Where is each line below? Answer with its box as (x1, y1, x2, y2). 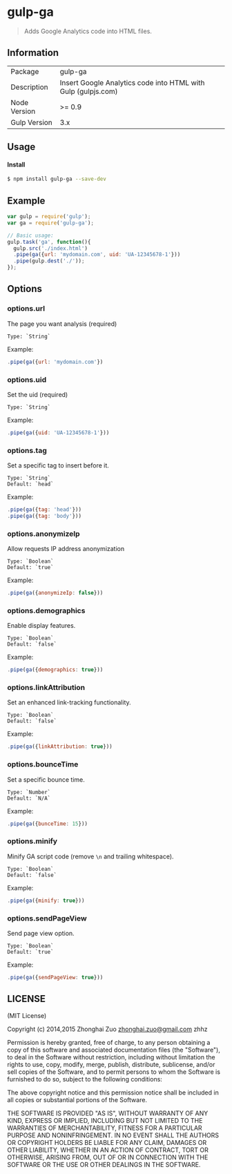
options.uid (7, 374, 47, 384)
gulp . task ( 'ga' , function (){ (7, 238, 91, 245)
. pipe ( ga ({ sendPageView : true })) (7, 974, 104, 981)
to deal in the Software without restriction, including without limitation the (7, 1052, 215, 1061)
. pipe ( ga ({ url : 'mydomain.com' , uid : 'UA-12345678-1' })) (13, 251, 181, 258)
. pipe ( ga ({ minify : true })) (7, 897, 85, 904)
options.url (7, 304, 46, 314)
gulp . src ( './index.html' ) (13, 244, 88, 252)
